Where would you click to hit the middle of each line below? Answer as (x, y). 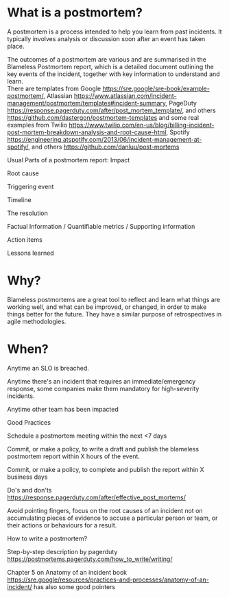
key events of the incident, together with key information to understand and (114, 74)
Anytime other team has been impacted (63, 409)
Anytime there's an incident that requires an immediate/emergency (101, 381)
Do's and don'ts (29, 490)
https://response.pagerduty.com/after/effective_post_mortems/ (97, 497)
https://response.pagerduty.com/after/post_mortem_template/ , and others (111, 110)
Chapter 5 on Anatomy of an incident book (67, 572)
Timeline (20, 199)
